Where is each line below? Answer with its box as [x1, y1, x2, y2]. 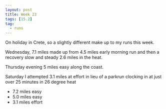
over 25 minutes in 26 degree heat [5, 79, 76, 85]
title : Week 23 [5, 12, 37, 17]
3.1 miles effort [12, 99, 43, 105]
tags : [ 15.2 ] [5, 16, 32, 21]
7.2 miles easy [12, 89, 42, 95]
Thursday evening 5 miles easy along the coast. [5, 64, 104, 70]
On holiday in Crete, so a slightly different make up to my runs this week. [5, 39, 154, 45]
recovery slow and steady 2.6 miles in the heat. [5, 54, 102, 60]
